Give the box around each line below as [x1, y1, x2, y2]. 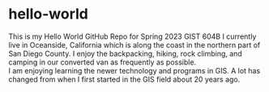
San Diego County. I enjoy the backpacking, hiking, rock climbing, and [8, 48, 243, 58]
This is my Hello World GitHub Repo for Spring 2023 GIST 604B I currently [8, 31, 257, 41]
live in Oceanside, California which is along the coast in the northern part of [8, 40, 261, 49]
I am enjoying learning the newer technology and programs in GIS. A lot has [8, 65, 261, 75]
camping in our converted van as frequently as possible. [8, 57, 197, 67]
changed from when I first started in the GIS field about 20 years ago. [8, 74, 241, 84]
